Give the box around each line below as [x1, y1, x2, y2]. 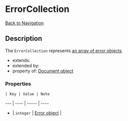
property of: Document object [12, 68, 73, 74]
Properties [5, 80, 31, 87]
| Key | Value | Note [5, 92, 50, 97]
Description [5, 34, 42, 43]
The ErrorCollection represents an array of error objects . [5, 47, 123, 53]
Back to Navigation [5, 20, 44, 26]
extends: [12, 57, 31, 63]
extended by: [12, 62, 40, 68]
